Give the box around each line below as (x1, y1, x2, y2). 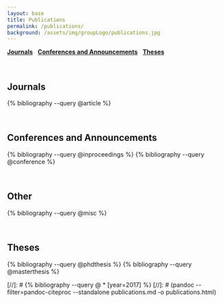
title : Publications (7, 16, 66, 23)
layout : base (7, 10, 44, 17)
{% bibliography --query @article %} (7, 99, 112, 107)
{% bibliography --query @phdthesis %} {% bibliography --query (7, 260, 192, 268)
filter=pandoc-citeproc (7, 288, 72, 296)
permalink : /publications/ (7, 23, 84, 29)
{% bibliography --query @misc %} (7, 209, 107, 217)
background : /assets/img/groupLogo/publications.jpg (7, 29, 161, 36)
